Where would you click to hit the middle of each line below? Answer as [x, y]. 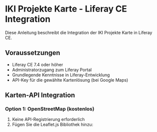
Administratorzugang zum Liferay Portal [52, 70]
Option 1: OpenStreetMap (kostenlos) [50, 109]
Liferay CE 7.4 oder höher [38, 64]
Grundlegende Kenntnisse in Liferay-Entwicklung [61, 75]
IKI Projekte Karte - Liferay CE [66, 9]
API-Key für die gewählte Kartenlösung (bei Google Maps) [70, 80]
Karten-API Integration [40, 95]
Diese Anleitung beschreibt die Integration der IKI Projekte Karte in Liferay [79, 32]
